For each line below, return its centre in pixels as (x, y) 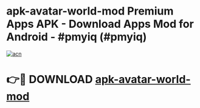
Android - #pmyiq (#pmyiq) (77, 37)
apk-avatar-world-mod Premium (90, 11)
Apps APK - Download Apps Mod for (100, 24)
